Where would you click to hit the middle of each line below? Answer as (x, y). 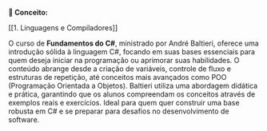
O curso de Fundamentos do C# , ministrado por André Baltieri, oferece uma (134, 43)
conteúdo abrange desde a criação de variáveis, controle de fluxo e (120, 69)
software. (24, 119)
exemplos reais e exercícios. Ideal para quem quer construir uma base (124, 103)
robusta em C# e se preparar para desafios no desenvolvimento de (119, 111)
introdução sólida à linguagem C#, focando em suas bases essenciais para (132, 52)
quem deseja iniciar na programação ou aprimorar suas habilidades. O (124, 60)
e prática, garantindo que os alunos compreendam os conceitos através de (132, 94)
